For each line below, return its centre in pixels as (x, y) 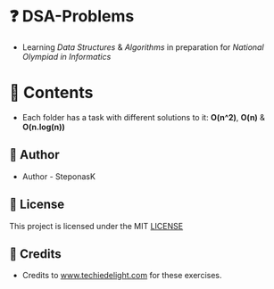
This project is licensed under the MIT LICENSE (96, 226)
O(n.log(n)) (43, 127)
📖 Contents (51, 93)
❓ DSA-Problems (72, 17)
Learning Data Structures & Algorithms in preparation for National (143, 47)
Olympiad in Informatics (66, 56)
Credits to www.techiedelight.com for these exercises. (122, 276)
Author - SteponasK (59, 176)
